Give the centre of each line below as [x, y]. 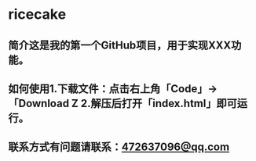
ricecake [37, 14]
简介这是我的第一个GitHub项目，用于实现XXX [120, 45]
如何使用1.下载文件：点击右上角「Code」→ [113, 89]
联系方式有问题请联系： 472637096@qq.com [119, 147]
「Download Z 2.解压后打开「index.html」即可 [123, 103]
